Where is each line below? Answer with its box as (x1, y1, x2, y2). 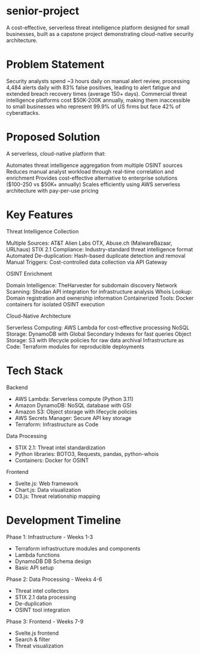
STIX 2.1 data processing (14, 594, 77, 601)
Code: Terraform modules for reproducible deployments (6, 343, 145, 350)
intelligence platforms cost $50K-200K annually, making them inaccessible (6, 96, 190, 104)
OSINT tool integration (14, 606, 70, 613)
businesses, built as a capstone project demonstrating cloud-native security (6, 30, 194, 37)
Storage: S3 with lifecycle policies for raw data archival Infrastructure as (6, 336, 184, 343)
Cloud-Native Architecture (6, 312, 71, 320)
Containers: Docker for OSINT (14, 457, 89, 464)
